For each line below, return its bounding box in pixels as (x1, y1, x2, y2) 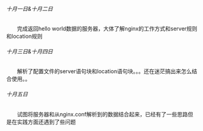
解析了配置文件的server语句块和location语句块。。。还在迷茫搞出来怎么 (17, 68, 192, 75)
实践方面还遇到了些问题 (16, 118, 76, 126)
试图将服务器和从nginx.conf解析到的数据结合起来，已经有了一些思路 (17, 110, 188, 118)
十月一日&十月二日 (6, 5, 53, 12)
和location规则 (6, 33, 43, 40)
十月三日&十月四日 (6, 48, 53, 55)
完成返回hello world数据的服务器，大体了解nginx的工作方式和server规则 (17, 25, 198, 32)
